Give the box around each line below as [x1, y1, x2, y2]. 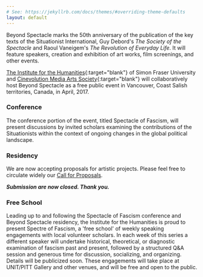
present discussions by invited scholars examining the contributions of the [6, 123, 192, 130]
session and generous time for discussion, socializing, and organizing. [6, 251, 182, 258]
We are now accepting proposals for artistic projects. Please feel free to [6, 165, 186, 173]
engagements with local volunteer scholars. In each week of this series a [6, 232, 188, 239]
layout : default [6, 15, 47, 21]
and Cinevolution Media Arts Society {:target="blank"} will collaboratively [6, 75, 188, 82]
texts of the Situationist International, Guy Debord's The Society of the [6, 38, 182, 45]
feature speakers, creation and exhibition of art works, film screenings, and [6, 50, 194, 58]
